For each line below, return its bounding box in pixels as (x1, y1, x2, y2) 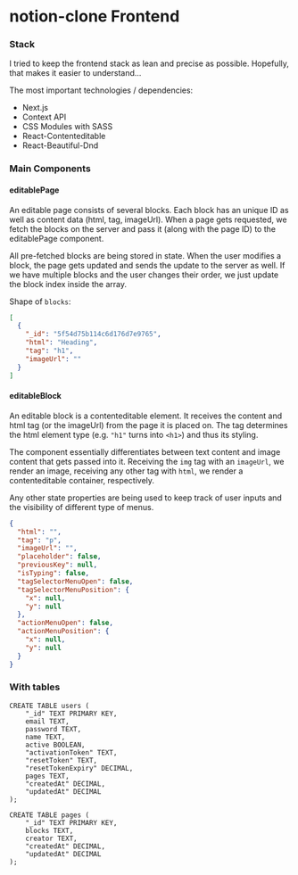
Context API (21, 111, 67, 122)
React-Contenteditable (21, 131, 106, 142)
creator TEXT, (25, 834, 78, 843)
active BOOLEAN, (25, 740, 87, 749)
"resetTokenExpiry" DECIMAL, (25, 764, 134, 772)
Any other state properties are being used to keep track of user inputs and (9, 492, 283, 503)
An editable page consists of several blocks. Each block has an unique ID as (9, 204, 289, 215)
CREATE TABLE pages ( (9, 810, 90, 820)
